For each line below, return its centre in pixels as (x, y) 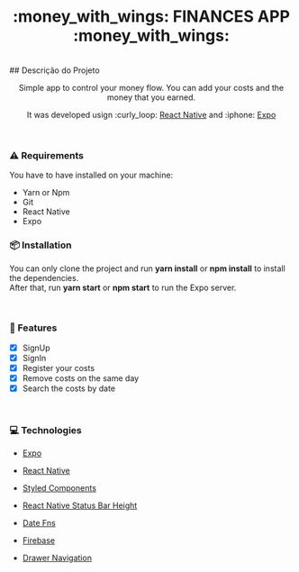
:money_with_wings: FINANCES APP (151, 17)
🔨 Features (33, 328)
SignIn (34, 358)
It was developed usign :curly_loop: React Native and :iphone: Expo (151, 114)
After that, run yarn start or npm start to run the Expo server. (123, 287)
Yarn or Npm (46, 193)
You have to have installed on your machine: (91, 175)
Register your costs (59, 368)
